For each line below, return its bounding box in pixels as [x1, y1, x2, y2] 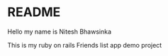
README [7, 4, 61, 20]
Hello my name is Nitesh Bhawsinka [7, 27, 112, 36]
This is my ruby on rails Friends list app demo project [7, 41, 162, 49]
